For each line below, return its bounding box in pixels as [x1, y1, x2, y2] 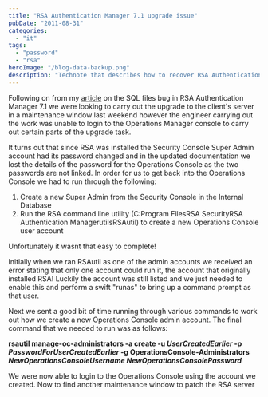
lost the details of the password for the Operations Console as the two [8, 159, 239, 169]
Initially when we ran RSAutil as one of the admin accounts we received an [8, 256, 253, 266]
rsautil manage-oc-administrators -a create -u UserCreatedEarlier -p [8, 339, 242, 348]
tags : [8, 42, 26, 50]
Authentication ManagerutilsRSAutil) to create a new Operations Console [19, 217, 259, 227]
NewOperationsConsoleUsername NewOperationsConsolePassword [8, 355, 242, 365]
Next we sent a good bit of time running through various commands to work [8, 306, 258, 316]
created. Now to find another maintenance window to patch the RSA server [8, 379, 255, 389]
